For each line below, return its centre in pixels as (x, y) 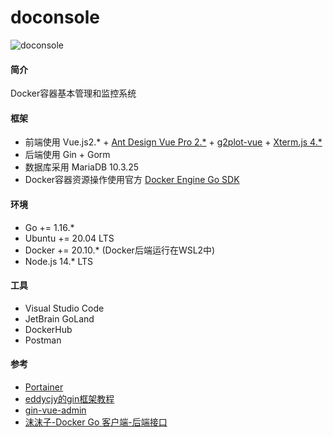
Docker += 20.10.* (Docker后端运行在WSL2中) (120, 250)
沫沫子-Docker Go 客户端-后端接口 (96, 422)
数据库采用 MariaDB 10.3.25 (82, 167)
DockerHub (48, 329)
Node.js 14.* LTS (59, 261)
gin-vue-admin (55, 410)
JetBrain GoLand (59, 318)
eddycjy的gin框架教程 (69, 398)
